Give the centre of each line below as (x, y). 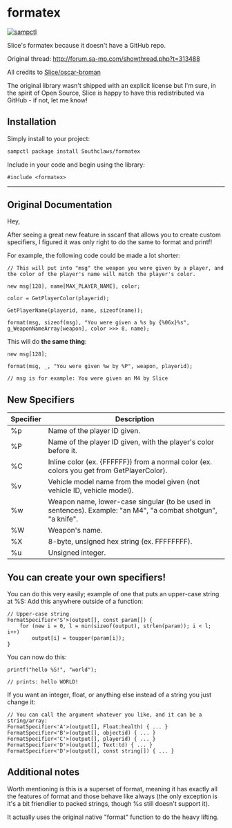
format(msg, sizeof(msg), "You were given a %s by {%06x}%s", (98, 323)
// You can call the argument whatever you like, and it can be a (105, 715)
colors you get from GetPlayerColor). (108, 470)
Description (135, 419)
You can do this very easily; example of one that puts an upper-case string (113, 594)
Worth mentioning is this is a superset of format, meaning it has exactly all (112, 789)
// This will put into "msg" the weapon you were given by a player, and (116, 268)
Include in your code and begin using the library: (76, 165)
